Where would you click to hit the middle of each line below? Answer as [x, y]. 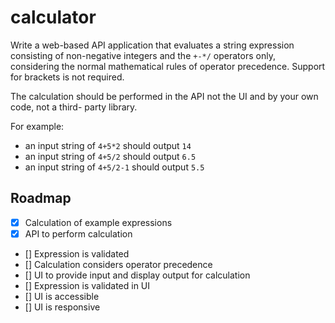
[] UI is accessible [62, 296]
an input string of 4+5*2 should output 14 [108, 145]
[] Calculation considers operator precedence [118, 264]
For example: [37, 126]
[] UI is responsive [62, 307]
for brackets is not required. [67, 77]
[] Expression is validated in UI [87, 285]
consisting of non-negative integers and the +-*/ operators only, [143, 55]
